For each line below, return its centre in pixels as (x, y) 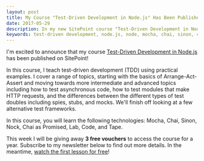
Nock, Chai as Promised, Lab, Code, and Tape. (65, 127)
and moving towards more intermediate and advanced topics (100, 83)
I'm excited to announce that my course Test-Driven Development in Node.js (102, 52)
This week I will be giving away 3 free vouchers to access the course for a (100, 139)
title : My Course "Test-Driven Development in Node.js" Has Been (90, 18)
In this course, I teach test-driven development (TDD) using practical (92, 70)
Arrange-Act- (180, 77)
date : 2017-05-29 (28, 23)
